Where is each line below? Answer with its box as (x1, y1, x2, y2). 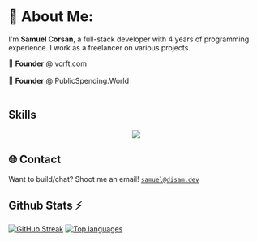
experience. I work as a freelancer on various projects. (8, 42, 191, 52)
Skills (8, 108, 36, 122)
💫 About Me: (8, 7, 94, 26)
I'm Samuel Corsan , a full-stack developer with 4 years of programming (8, 34, 250, 44)
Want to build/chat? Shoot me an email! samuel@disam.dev (8, 174, 200, 184)
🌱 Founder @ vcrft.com (8, 58, 88, 68)
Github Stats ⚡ (8, 198, 83, 212)
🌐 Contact (8, 153, 62, 166)
